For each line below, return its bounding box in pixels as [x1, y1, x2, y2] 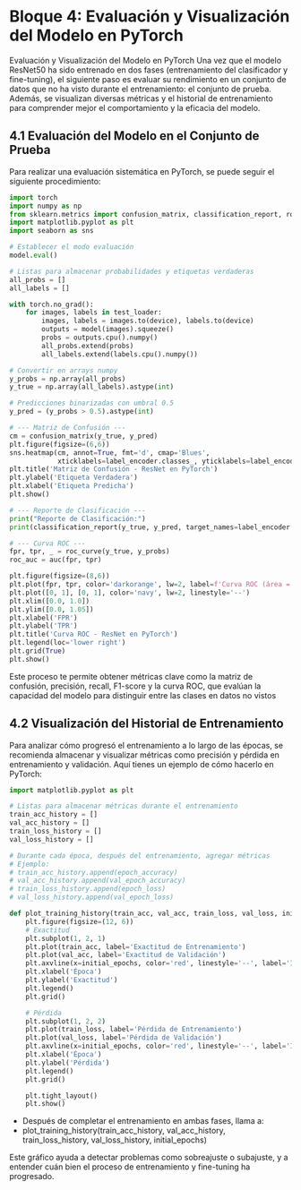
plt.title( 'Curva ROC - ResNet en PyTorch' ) [9, 629, 178, 639]
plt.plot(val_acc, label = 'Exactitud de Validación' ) [25, 951, 227, 960]
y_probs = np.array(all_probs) [9, 374, 126, 383]
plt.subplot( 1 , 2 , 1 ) [25, 934, 106, 943]
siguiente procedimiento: [9, 176, 101, 186]
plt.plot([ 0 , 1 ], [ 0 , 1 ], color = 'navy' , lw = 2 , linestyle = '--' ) [9, 588, 251, 597]
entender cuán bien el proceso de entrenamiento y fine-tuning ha [9, 1161, 251, 1172]
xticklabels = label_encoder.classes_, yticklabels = [56, 457, 251, 466]
